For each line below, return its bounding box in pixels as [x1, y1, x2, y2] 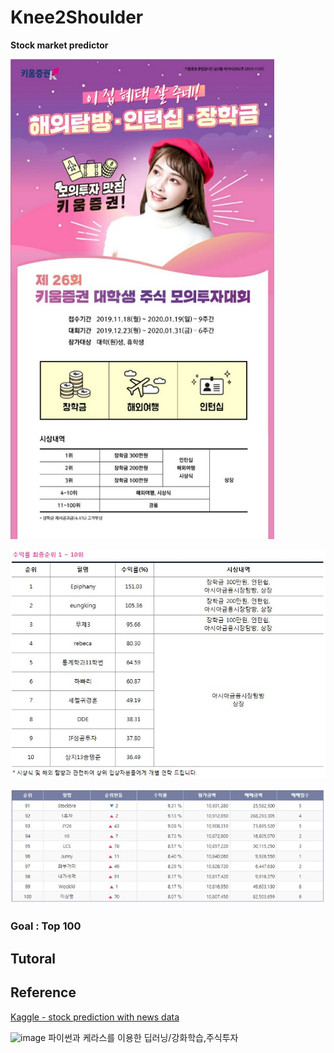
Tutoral [10, 950, 57, 967]
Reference [10, 984, 77, 1001]
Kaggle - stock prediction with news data [10, 1011, 180, 1023]
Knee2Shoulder [10, 6, 144, 29]
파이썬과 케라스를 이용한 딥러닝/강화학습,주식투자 [48, 1031, 239, 1043]
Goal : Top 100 [10, 919, 82, 933]
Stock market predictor [10, 39, 109, 51]
